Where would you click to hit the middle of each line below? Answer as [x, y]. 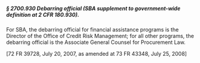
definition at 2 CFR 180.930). [43, 14]
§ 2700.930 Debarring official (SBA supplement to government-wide [93, 8]
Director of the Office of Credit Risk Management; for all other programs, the [100, 36]
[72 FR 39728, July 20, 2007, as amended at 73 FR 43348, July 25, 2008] [96, 53]
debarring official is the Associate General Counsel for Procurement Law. [96, 42]
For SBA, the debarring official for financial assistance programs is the [93, 29]
